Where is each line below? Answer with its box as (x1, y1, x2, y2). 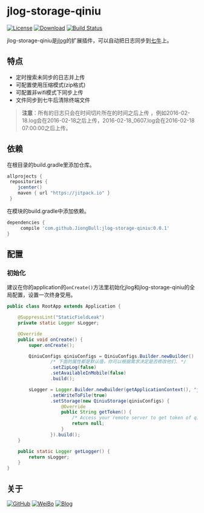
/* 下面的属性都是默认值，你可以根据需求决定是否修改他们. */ (50, 359, 186, 365)
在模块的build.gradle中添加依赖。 (7, 207, 90, 215)
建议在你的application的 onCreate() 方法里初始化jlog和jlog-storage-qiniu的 (7, 284, 190, 291)
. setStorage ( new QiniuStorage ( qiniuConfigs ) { (50, 398, 170, 404)
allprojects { (7, 173, 43, 179)
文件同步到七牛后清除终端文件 (15, 96, 90, 104)
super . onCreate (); (28, 342, 75, 348)
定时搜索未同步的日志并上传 (15, 73, 85, 81)
